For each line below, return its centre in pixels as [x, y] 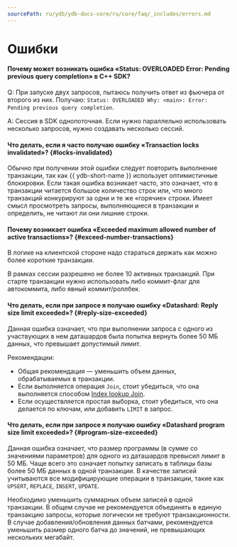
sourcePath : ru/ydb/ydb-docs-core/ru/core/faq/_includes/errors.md [109, 14]
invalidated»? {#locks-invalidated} [60, 152]
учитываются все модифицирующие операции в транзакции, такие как [116, 478]
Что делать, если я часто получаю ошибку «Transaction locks [103, 145]
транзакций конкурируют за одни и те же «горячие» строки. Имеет [110, 198]
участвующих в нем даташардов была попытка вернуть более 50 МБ [113, 336]
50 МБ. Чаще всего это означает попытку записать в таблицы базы [110, 463]
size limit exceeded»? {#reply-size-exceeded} [77, 313]
